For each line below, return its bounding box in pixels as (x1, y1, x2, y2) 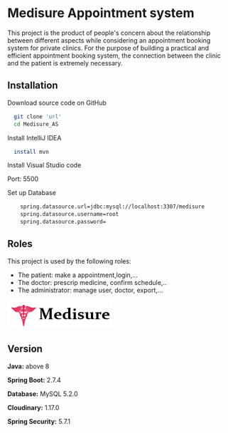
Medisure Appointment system (7, 5, 195, 21)
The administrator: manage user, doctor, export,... (17, 286, 163, 294)
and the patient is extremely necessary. (7, 58, 123, 67)
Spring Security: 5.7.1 (7, 417, 71, 425)
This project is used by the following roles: (7, 256, 131, 265)
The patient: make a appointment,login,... (17, 271, 139, 279)
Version (7, 343, 43, 355)
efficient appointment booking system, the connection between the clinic (7, 51, 222, 60)
